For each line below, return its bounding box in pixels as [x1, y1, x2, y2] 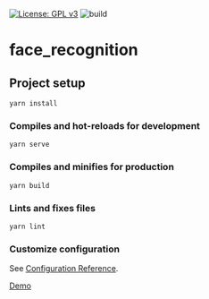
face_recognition [9, 40, 138, 60]
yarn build [9, 181, 50, 190]
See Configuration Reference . [9, 263, 119, 274]
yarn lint [9, 222, 46, 231]
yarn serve [9, 140, 50, 149]
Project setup [9, 75, 87, 90]
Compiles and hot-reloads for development [9, 119, 201, 132]
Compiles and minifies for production [9, 161, 174, 174]
